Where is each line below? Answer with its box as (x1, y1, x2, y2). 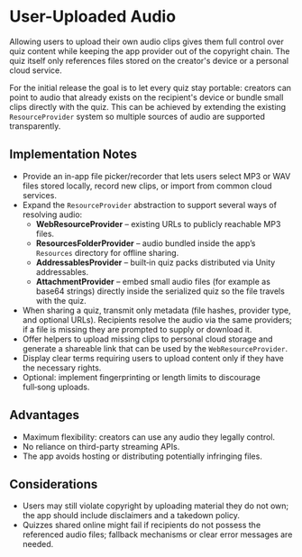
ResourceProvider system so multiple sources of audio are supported (9, 111, 266, 122)
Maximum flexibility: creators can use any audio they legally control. (22, 431, 276, 443)
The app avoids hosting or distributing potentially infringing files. (22, 451, 263, 461)
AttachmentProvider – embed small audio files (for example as (35, 276, 270, 287)
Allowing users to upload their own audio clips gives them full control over (9, 36, 284, 47)
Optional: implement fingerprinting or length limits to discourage (22, 371, 261, 382)
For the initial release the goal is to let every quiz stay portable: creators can (9, 82, 291, 93)
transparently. (9, 120, 61, 132)
